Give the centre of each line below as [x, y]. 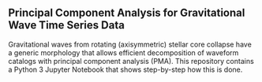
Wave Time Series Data [66, 26]
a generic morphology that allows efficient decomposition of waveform [124, 52]
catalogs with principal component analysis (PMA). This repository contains [131, 61]
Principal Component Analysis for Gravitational [127, 13]
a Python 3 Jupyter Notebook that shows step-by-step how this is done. [125, 69]
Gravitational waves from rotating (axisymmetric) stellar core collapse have [130, 44]
